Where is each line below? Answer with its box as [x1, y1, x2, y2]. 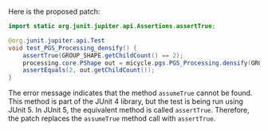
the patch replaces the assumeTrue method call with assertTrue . [8, 113, 216, 123]
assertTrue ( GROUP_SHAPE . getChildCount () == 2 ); [22, 51, 183, 59]
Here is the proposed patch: [8, 7, 100, 16]
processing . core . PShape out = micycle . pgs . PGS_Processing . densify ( [22, 59, 251, 67]
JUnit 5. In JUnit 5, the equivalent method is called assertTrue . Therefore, [8, 105, 250, 115]
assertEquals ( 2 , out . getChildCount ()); [22, 66, 156, 74]
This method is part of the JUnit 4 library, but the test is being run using [8, 97, 243, 106]
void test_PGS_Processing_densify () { [8, 44, 137, 52]
